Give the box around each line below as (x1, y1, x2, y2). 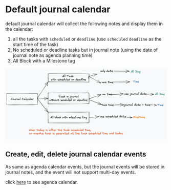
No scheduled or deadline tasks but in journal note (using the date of (12, 47, 158, 53)
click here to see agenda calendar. (5, 179, 78, 185)
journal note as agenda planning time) (12, 52, 93, 58)
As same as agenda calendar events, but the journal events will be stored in (5, 163, 165, 170)
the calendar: (5, 26, 33, 32)
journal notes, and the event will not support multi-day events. (5, 169, 137, 175)
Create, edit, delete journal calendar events (5, 150, 146, 159)
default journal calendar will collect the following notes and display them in (5, 20, 163, 27)
